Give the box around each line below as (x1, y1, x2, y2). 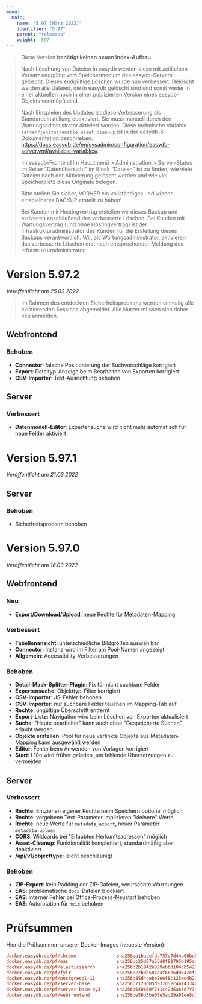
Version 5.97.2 (6, 268, 80, 281)
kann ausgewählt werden (38, 739, 101, 746)
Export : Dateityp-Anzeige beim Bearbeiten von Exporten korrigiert (14, 367, 179, 375)
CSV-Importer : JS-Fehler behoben (14, 694, 102, 701)
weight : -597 (17, 37, 50, 43)
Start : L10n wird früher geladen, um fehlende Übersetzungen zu (14, 752, 174, 759)
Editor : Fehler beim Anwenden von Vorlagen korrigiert (14, 745, 149, 752)
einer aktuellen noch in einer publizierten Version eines (20, 91, 158, 98)
